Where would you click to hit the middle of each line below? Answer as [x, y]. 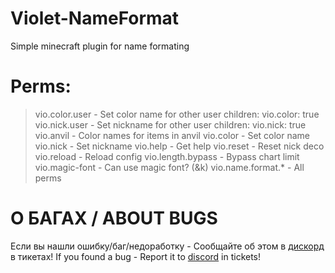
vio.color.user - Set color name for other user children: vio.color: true [177, 114]
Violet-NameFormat [95, 18]
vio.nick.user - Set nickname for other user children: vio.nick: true [170, 124]
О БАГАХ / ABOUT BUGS [114, 218]
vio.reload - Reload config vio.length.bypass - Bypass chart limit [167, 156]
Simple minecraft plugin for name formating [100, 46]
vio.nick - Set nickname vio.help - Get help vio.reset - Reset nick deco [179, 146]
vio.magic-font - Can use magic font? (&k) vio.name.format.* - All [169, 167]
